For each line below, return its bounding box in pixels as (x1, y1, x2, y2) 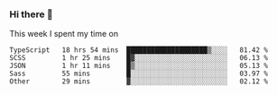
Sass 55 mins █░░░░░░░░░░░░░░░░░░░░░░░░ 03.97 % (9, 69, 269, 79)
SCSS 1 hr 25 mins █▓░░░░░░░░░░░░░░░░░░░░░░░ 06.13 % (9, 54, 269, 63)
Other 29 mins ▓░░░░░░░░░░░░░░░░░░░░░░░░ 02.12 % (9, 77, 269, 86)
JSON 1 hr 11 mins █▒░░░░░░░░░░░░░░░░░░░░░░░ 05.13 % (9, 62, 269, 71)
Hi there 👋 (9, 8, 54, 21)
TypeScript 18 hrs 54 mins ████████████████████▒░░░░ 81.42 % (9, 46, 269, 55)
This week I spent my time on (9, 29, 119, 39)
